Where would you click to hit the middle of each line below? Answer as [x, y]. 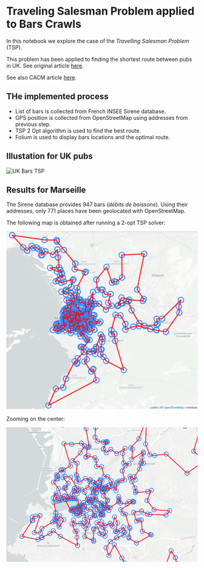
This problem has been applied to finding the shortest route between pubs [99, 59]
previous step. [33, 124]
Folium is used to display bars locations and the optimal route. [93, 137]
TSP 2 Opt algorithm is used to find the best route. [78, 130]
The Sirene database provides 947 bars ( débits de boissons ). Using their [97, 204]
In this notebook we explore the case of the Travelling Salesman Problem [98, 41]
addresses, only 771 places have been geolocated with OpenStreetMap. [96, 211]
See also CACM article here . [42, 77]
